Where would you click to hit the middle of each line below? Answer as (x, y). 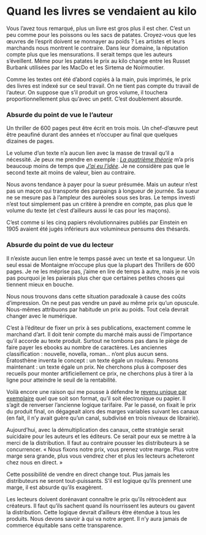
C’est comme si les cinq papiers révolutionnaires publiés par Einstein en (97, 223)
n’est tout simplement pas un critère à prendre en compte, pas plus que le (100, 204)
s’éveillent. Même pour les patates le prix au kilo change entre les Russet (98, 61)
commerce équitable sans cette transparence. (64, 525)
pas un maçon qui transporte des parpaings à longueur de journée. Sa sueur (103, 191)
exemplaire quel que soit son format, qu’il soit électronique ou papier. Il (96, 398)
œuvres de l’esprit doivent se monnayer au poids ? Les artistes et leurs (96, 41)
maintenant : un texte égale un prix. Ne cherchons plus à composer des (97, 367)
